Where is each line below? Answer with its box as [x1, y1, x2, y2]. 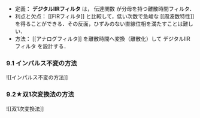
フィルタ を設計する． [14, 43, 69, 50]
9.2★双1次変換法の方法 [6, 90, 74, 99]
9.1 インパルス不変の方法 [6, 59, 77, 67]
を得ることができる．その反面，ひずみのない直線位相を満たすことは [14, 20, 183, 27]
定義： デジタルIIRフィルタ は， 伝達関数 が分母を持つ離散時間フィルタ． [14, 5, 195, 12]
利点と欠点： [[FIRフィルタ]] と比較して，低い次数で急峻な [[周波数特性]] [14, 13, 195, 20]
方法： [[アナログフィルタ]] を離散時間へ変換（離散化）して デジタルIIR [14, 35, 190, 42]
